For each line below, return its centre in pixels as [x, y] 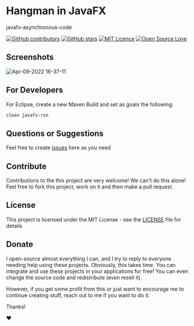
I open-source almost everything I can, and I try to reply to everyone [89, 259]
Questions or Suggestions [55, 133]
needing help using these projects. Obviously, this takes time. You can [91, 265]
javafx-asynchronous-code [39, 27]
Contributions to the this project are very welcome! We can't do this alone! [96, 181]
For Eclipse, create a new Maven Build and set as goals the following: [90, 104]
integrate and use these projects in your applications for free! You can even [97, 271]
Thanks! [16, 307]
